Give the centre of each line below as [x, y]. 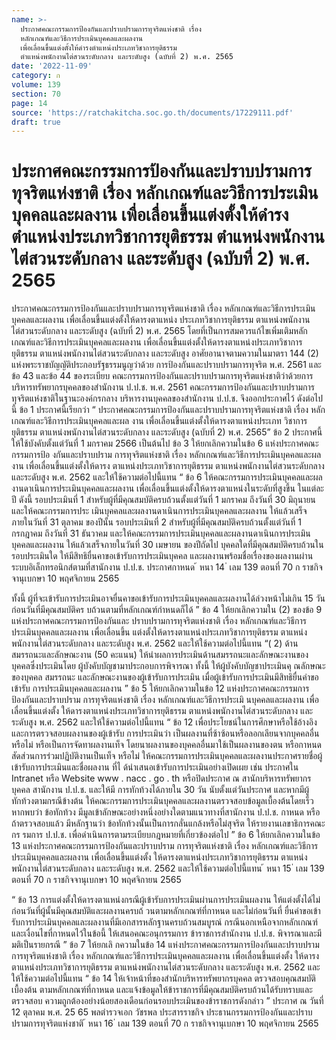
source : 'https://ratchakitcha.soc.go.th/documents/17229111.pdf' [152, 112]
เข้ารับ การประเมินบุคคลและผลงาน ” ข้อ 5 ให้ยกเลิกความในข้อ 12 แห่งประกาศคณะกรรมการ [160, 688]
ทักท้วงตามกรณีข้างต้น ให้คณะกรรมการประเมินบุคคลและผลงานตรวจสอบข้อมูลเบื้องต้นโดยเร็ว [162, 801]
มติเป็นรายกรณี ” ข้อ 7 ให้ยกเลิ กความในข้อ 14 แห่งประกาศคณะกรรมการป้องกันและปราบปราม [165, 945]
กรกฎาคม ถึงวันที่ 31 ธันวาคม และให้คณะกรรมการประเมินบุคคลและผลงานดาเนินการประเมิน [161, 533]
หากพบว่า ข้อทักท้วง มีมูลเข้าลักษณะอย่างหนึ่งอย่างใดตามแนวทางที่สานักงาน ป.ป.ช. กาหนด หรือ [166, 812]
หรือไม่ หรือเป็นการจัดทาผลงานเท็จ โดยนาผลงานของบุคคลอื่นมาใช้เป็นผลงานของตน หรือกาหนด [167, 745]
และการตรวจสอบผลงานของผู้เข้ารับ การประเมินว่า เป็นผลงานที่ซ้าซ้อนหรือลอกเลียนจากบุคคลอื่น [165, 733]
